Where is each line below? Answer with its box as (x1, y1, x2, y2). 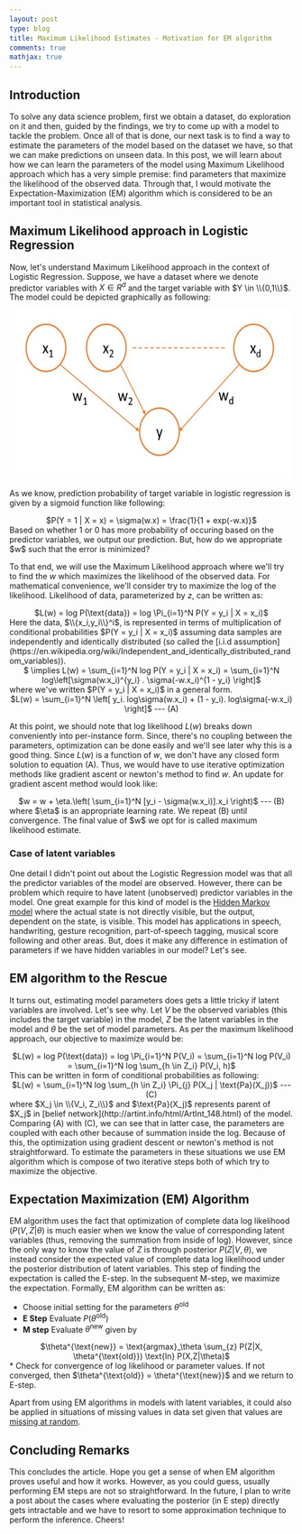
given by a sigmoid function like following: (9, 497, 166, 509)
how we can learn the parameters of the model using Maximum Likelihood (9, 159, 285, 170)
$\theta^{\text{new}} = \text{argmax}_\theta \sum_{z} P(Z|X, (40, 1341, 263, 1353)
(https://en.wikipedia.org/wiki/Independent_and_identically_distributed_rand (9, 646, 291, 657)
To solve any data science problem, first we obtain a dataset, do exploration (9, 111, 291, 122)
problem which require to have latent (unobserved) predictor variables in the (9, 887, 293, 898)
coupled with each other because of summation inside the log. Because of (9, 1127, 286, 1138)
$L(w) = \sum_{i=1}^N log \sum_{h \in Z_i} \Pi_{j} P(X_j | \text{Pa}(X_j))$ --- (12, 1079, 291, 1090)
